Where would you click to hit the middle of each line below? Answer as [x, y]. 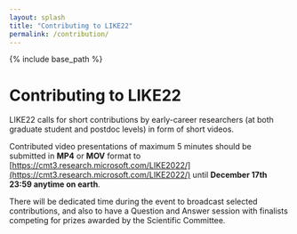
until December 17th [230, 175]
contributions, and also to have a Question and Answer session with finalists [149, 211]
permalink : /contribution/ [59, 34]
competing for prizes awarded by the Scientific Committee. [117, 221]
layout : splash [37, 17]
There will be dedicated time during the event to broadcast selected [133, 202]
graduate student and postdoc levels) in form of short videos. [121, 129]
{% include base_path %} [56, 60]
